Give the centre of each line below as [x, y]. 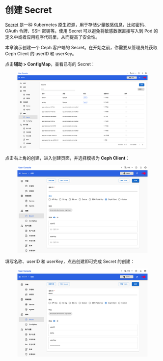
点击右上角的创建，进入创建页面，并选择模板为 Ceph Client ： [68, 158]
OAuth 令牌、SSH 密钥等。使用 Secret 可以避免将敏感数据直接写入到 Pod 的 [81, 31]
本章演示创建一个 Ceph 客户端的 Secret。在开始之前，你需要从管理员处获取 [81, 47]
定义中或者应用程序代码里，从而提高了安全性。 [52, 37]
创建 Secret [28, 10]
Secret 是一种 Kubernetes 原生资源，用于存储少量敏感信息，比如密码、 [77, 25]
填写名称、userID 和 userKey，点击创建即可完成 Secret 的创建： [70, 262]
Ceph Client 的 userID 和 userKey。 [41, 53]
